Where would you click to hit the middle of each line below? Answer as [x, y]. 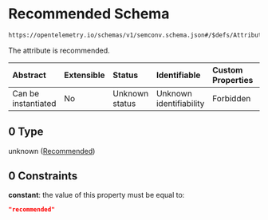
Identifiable [178, 75]
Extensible [84, 75]
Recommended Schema [89, 14]
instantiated [34, 103]
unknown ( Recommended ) [52, 151]
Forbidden [232, 98]
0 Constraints [43, 176]
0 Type [26, 132]
